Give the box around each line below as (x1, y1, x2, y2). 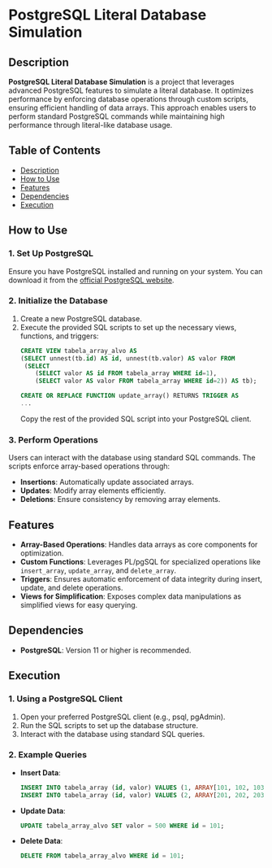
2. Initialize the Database (8, 295, 108, 307)
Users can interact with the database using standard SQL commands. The (8, 453, 256, 463)
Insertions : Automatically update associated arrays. (19, 478, 194, 487)
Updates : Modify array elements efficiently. (19, 486, 166, 495)
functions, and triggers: (19, 331, 99, 341)
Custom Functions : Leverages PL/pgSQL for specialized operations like (19, 557, 261, 567)
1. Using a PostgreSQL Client (8, 693, 123, 704)
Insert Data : (19, 767, 61, 778)
